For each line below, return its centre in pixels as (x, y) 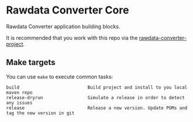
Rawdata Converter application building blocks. (63, 26)
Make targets (31, 62)
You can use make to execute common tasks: (60, 76)
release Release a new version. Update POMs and (97, 108)
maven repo (19, 92)
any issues (19, 103)
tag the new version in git (40, 113)
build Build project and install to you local (97, 87)
